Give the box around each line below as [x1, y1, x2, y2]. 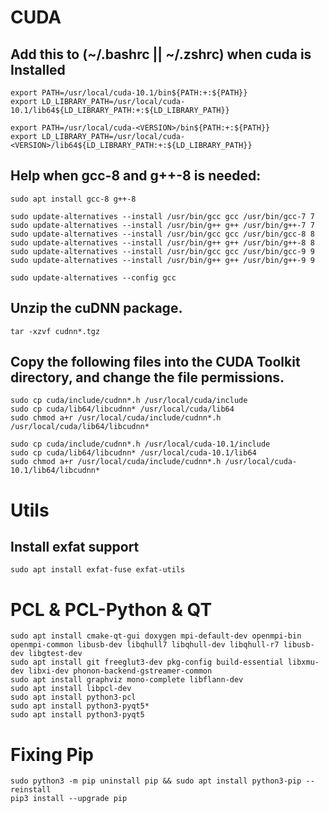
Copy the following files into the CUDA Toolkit [10, 354, 301, 371]
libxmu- [287, 657, 320, 668]
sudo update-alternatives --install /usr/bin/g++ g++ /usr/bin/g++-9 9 [10, 255, 315, 265]
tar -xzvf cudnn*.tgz [10, 326, 101, 336]
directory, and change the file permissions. [10, 369, 285, 386]
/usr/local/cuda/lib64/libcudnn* [10, 422, 150, 432]
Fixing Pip [10, 743, 94, 766]
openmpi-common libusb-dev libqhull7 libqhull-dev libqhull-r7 [10, 640, 280, 650]
